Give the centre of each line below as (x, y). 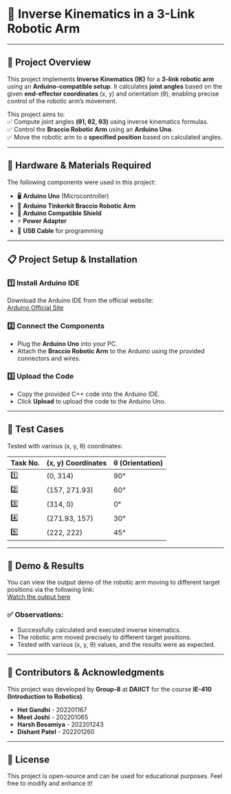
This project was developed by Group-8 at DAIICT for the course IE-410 (109, 689)
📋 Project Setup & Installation (72, 260)
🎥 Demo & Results (46, 566)
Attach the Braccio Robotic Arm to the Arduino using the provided (111, 351)
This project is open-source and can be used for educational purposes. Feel (115, 776)
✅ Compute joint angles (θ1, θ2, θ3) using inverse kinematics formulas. (108, 121)
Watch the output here (39, 597)
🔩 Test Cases (35, 429)
